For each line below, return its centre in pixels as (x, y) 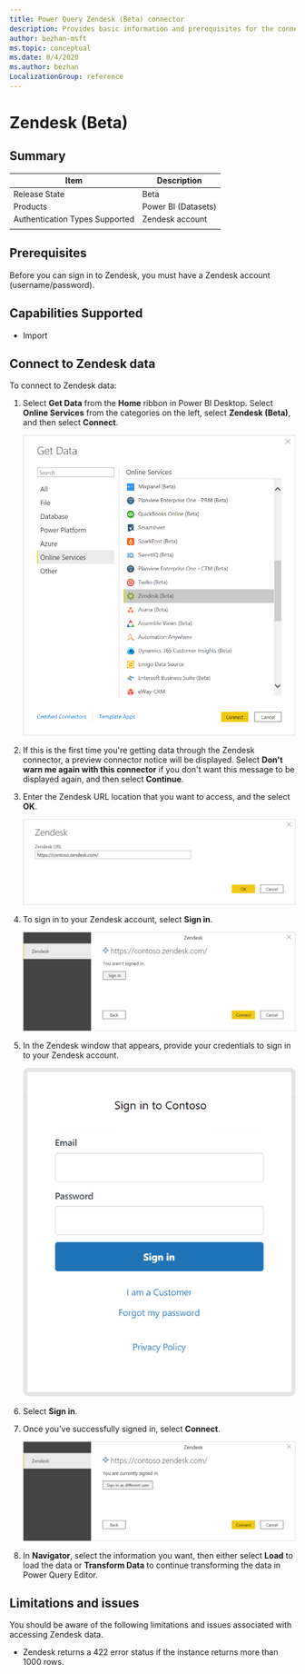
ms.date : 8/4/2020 (44, 58)
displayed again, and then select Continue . (103, 779)
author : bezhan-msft (49, 38)
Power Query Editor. (60, 1574)
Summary (38, 156)
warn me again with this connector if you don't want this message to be (158, 769)
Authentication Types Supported (74, 219)
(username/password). (52, 284)
